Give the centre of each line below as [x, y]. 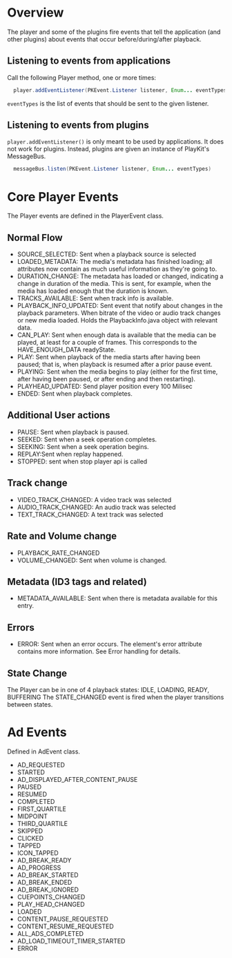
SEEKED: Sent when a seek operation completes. [87, 439]
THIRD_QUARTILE [42, 823]
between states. [30, 704]
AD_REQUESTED [41, 765]
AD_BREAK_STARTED [48, 874]
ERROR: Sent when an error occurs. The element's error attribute [109, 644]
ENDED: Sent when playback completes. [75, 394]
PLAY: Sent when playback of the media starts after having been [109, 357]
